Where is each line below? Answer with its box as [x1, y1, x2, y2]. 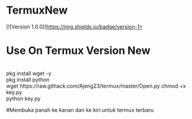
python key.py [6, 95, 41, 102]
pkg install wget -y [6, 69, 52, 77]
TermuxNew [6, 4, 68, 17]
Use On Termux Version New [6, 44, 151, 57]
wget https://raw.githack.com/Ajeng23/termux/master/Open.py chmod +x [6, 82, 186, 89]
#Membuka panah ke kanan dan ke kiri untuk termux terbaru [6, 106, 154, 113]
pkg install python [6, 76, 50, 83]
